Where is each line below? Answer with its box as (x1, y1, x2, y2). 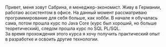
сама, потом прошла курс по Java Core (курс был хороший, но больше (5, 20, 157, 26)
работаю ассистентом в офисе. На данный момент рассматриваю (5, 9, 147, 15)
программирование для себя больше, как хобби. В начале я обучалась (5, 15, 158, 20)
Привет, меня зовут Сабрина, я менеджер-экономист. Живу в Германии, (5, 4, 162, 10)
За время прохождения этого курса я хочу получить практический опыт (5, 31, 161, 36)
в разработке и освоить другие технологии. (5, 36, 99, 42)
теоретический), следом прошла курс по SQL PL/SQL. (5, 25, 121, 31)
